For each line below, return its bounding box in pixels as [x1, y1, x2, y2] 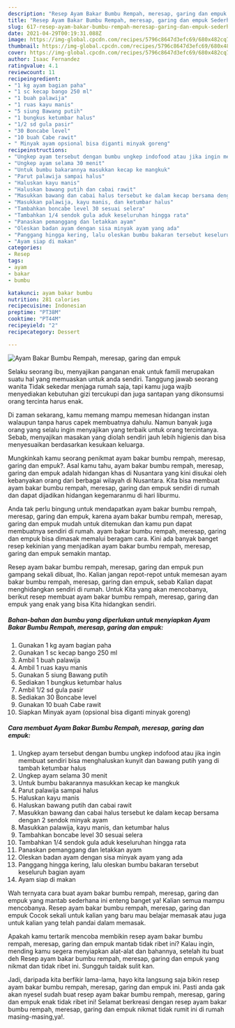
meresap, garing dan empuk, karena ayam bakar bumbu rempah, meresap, [8, 512, 223, 520]
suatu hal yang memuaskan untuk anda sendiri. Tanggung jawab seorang [8, 375, 218, 383]
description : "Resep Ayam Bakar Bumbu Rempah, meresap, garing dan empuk [8, 10, 227, 17]
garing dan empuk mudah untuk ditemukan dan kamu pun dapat [8, 519, 192, 528]
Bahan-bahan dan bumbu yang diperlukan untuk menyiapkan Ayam [8, 616, 211, 624]
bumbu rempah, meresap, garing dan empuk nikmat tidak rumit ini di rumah [8, 1005, 225, 1013]
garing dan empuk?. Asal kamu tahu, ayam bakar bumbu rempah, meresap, [8, 461, 224, 469]
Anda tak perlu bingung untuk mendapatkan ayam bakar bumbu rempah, [8, 504, 217, 513]
